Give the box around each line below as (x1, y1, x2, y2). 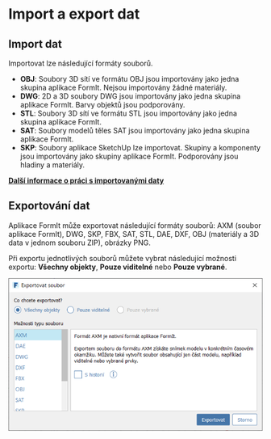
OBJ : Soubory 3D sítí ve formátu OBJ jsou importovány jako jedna (19, 74, 240, 83)
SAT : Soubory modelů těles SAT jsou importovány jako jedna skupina (19, 126, 250, 135)
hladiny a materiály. (19, 160, 85, 170)
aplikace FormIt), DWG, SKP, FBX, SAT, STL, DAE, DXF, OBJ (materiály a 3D (8, 229, 260, 238)
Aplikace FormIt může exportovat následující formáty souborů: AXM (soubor (8, 220, 262, 230)
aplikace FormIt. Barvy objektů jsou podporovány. (19, 100, 186, 109)
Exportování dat (8, 199, 90, 213)
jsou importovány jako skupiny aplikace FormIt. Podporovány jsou (19, 151, 239, 161)
